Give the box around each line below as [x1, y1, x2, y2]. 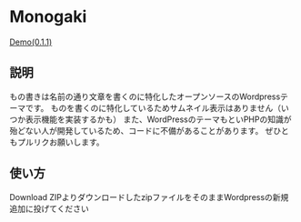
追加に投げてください [9, 203, 89, 214]
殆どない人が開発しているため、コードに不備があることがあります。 [9, 125, 264, 136]
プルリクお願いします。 [16, 136, 105, 147]
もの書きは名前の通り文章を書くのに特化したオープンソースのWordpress [9, 91, 281, 102]
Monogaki [9, 6, 87, 27]
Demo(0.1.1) [9, 36, 53, 47]
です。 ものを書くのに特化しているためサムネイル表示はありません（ [25, 102, 282, 113]
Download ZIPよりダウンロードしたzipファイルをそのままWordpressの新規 [9, 191, 289, 202]
